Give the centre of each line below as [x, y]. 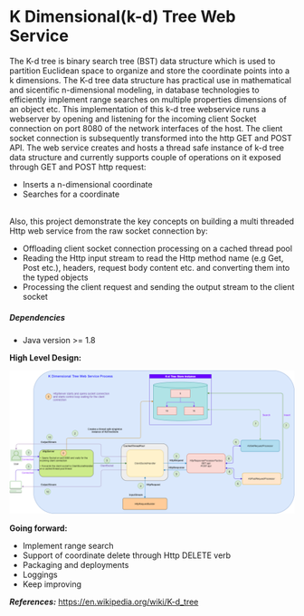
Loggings [40, 574]
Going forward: [38, 528]
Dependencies [38, 317]
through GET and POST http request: [78, 167]
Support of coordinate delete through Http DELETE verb [127, 555]
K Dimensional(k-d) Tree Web [123, 17]
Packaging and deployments [76, 564]
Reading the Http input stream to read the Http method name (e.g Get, [153, 258]
